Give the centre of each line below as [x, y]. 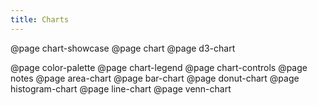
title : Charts [40, 19]
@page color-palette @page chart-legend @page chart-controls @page [159, 67]
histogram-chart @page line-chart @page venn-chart [121, 88]
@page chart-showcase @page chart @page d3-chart [123, 48]
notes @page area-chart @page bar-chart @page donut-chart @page [155, 78]
